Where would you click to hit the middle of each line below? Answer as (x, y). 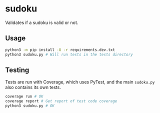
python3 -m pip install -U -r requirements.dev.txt (60, 50)
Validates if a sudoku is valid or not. (42, 22)
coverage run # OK (24, 96)
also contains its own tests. (33, 87)
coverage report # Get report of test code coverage (61, 101)
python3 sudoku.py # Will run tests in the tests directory (69, 54)
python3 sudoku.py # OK (30, 106)
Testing (17, 70)
